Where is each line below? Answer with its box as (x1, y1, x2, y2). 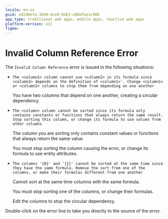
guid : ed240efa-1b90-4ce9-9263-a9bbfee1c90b (5, 12, 100, 17)
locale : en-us (5, 7, 35, 13)
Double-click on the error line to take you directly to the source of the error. (5, 208, 161, 214)
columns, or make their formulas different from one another (12, 170, 143, 175)
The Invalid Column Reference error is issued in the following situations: (5, 64, 154, 70)
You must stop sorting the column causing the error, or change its (12, 145, 148, 151)
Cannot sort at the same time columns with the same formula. (12, 179, 140, 185)
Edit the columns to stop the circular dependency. (12, 198, 115, 204)
